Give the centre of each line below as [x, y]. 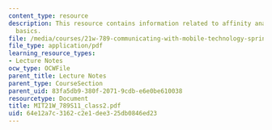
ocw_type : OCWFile [39, 69]
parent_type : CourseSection [56, 83]
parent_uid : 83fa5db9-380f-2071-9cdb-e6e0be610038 [96, 91]
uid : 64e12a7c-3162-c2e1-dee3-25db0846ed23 [83, 114]
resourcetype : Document [49, 99]
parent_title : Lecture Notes [57, 76]
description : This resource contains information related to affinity [130, 23]
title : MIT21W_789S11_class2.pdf [65, 106]
